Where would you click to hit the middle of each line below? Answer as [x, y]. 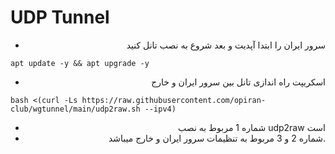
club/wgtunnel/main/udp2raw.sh [75, 109]
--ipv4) [160, 109]
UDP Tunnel [60, 17]
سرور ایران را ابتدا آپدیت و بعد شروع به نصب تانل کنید [226, 45]
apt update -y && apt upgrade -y [80, 63]
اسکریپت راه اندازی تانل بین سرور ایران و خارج [238, 82]
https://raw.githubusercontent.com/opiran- [174, 100]
